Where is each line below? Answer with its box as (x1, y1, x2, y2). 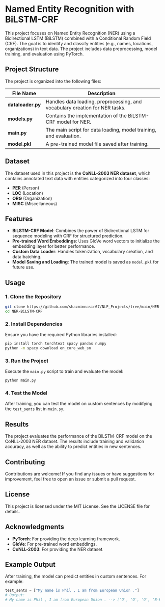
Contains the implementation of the (46, 112, 127, 119)
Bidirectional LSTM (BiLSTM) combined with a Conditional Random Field (5, 35, 151, 41)
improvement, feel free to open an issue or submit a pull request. (5, 476, 136, 482)
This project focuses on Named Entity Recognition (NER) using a (5, 30, 136, 36)
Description (87, 90, 116, 97)
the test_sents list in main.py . (5, 406, 65, 412)
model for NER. (56, 118, 92, 125)
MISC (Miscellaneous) (12, 200, 57, 207)
